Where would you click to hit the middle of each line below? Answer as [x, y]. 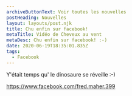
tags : [13, 52]
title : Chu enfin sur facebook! [47, 29]
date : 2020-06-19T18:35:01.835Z [47, 46]
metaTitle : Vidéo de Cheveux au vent [54, 35]
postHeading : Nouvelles [36, 18]
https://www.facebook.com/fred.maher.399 [61, 86]
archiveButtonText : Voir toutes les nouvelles [66, 12]
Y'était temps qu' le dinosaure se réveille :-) [61, 74]
